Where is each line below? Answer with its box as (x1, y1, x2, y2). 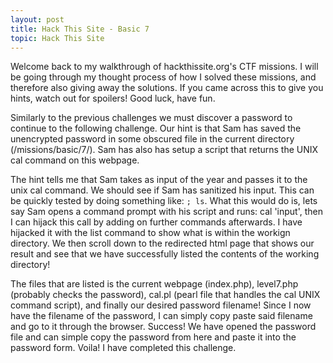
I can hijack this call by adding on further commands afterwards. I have (10, 216, 303, 228)
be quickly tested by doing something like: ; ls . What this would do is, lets (10, 195, 318, 207)
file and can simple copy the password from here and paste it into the (10, 331, 297, 343)
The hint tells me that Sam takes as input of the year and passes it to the (10, 174, 308, 186)
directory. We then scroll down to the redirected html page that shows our (10, 237, 315, 250)
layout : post (10, 14, 65, 25)
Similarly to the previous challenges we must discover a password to (10, 112, 293, 124)
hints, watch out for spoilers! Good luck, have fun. (10, 92, 216, 105)
